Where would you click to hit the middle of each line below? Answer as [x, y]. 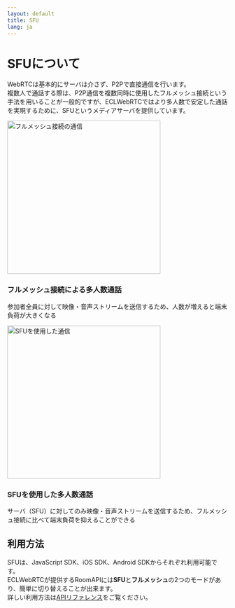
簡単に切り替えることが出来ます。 [68, 588]
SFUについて [44, 63]
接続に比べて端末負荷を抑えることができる [74, 520]
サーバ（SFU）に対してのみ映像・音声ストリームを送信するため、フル [108, 511]
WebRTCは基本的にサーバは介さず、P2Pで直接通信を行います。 [99, 84]
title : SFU [23, 20]
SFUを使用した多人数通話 [50, 495]
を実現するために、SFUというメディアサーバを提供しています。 [99, 111]
